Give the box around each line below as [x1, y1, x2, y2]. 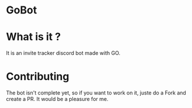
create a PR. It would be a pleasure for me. [6, 96, 109, 103]
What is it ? [6, 30, 61, 44]
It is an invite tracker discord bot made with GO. [6, 50, 121, 57]
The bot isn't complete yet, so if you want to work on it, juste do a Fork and [6, 89, 187, 96]
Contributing [6, 70, 69, 83]
